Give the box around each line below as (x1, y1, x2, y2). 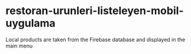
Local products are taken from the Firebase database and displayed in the (5, 36, 186, 43)
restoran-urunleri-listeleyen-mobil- (5, 4, 184, 18)
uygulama (5, 16, 56, 30)
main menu (5, 42, 33, 49)
